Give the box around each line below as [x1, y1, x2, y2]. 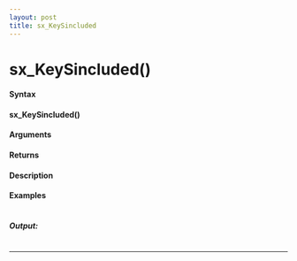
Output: [9, 220, 39, 231]
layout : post [9, 12, 57, 22]
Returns [9, 150, 40, 160]
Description [9, 170, 54, 180]
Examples [9, 190, 47, 201]
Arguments [9, 129, 52, 140]
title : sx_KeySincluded [9, 21, 97, 30]
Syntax [9, 89, 36, 100]
